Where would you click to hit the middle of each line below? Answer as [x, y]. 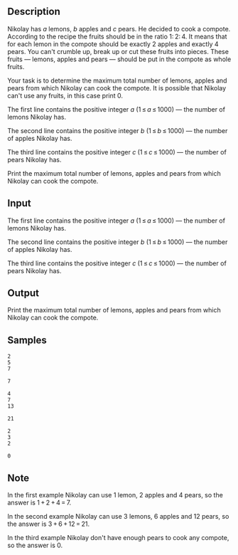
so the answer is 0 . [35, 545]
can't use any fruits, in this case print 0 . [65, 95]
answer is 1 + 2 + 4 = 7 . [39, 503]
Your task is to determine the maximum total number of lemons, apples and [117, 80]
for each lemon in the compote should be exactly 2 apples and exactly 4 [113, 44]
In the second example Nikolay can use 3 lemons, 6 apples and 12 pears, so [118, 517]
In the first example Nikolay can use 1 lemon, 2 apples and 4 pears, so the [115, 495]
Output [23, 294]
